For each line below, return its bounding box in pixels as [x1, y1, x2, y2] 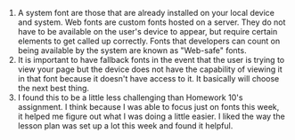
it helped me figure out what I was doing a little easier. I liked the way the [17, 111, 285, 121]
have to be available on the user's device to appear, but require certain [17, 27, 278, 36]
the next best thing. [17, 83, 90, 93]
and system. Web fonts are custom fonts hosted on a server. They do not [17, 17, 286, 27]
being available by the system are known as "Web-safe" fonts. [17, 45, 247, 56]
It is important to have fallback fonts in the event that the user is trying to [17, 55, 285, 65]
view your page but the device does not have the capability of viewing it [17, 64, 283, 74]
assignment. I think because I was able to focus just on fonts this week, [17, 102, 280, 112]
